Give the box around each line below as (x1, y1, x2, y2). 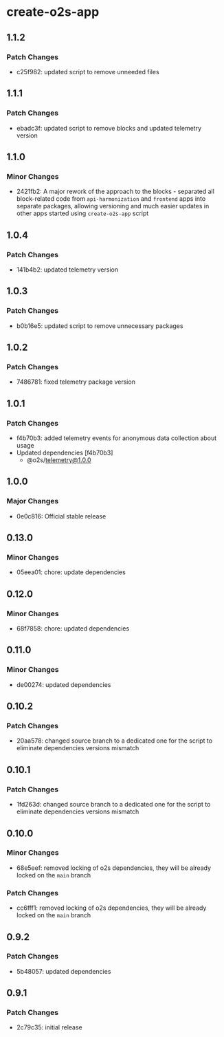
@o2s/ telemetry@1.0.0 (26, 456, 91, 464)
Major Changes (6, 496, 59, 506)
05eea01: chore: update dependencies (16, 568, 126, 576)
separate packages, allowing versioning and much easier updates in (16, 202, 210, 210)
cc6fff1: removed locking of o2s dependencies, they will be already (16, 904, 207, 912)
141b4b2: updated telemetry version (16, 265, 118, 274)
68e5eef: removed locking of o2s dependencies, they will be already (16, 864, 211, 872)
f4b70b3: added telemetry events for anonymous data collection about (16, 434, 217, 442)
